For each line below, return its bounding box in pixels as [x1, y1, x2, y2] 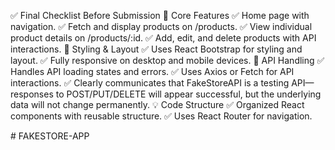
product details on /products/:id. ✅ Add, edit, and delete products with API [10, 32, 317, 44]
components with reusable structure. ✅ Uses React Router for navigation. [10, 110, 313, 122]
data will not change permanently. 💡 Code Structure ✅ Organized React [10, 99, 305, 110]
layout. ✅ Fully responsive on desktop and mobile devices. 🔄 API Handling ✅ [10, 55, 325, 66]
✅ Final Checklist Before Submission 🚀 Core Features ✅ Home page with [10, 10, 310, 21]
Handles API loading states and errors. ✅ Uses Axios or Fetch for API [10, 66, 295, 77]
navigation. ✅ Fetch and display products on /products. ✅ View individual [10, 21, 313, 32]
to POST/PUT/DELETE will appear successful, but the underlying [55, 88, 322, 100]
